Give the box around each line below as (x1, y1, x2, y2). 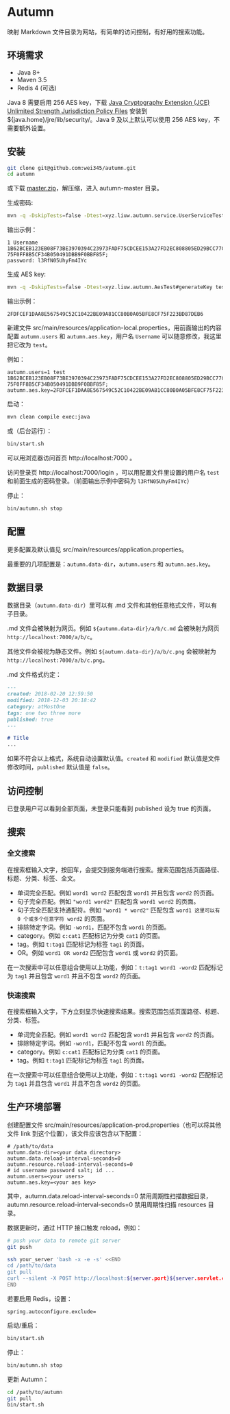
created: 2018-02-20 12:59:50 (7, 691, 94, 697)
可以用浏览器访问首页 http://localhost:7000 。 (7, 454, 136, 462)
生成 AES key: (7, 270, 47, 278)
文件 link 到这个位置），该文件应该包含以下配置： (7, 1129, 144, 1137)
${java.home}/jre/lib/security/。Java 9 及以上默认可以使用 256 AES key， (7, 115, 214, 123)
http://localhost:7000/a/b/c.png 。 (7, 656, 108, 665)
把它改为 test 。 (7, 340, 51, 349)
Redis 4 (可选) (16, 84, 57, 92)
